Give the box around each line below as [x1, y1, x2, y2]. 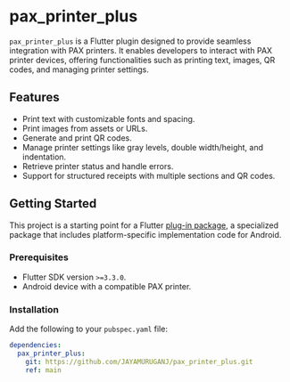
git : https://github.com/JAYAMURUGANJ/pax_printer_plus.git [25, 357, 253, 366]
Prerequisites [9, 251, 69, 264]
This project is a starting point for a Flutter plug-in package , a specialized [9, 220, 279, 231]
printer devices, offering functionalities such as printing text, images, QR [9, 54, 276, 65]
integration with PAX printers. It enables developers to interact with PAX [9, 45, 273, 55]
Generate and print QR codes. [21, 132, 132, 143]
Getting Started [9, 196, 97, 211]
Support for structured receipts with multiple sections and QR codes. [21, 170, 276, 181]
